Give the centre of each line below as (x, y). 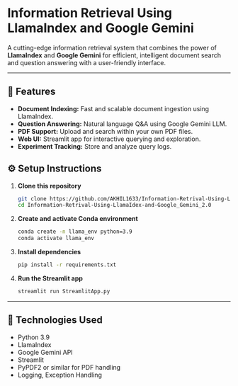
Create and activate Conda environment (78, 219)
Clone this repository (49, 186)
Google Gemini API (45, 352)
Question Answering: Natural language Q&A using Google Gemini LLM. (122, 124)
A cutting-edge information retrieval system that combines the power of (112, 47)
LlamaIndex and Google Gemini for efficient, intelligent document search (114, 55)
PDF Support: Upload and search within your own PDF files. (105, 131)
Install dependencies (49, 252)
